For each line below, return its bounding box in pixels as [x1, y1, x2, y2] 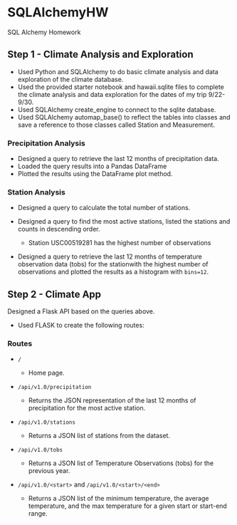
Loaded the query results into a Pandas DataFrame [17, 162, 167, 171]
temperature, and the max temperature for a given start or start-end [28, 501, 228, 510]
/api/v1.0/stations [17, 419, 76, 426]
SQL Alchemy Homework [7, 28, 81, 36]
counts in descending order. [17, 225, 101, 234]
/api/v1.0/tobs [17, 447, 63, 454]
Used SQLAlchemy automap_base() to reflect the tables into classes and [17, 113, 231, 121]
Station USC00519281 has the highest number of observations [28, 239, 211, 247]
